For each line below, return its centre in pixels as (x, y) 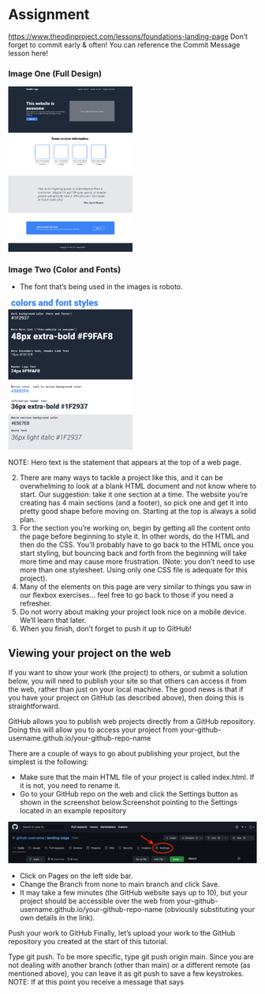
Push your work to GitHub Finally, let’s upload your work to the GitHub (122, 932)
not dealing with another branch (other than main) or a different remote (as (129, 965)
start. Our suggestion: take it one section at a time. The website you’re (134, 494)
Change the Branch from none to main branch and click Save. (119, 884)
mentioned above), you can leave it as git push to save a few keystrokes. (126, 973)
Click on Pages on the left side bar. (76, 876)
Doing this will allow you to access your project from (93, 730)
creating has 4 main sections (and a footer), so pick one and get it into (134, 503)
